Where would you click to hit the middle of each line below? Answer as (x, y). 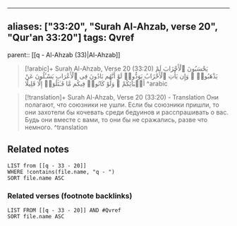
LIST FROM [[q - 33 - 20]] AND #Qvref (64, 210)
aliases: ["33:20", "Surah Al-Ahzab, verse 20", (113, 26)
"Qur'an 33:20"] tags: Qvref (71, 38)
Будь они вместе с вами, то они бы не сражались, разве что (116, 119)
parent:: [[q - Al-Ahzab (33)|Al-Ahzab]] (64, 54)
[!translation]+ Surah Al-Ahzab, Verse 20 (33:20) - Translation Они (121, 97)
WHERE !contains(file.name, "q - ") (61, 172)
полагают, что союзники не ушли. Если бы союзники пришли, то (122, 105)
